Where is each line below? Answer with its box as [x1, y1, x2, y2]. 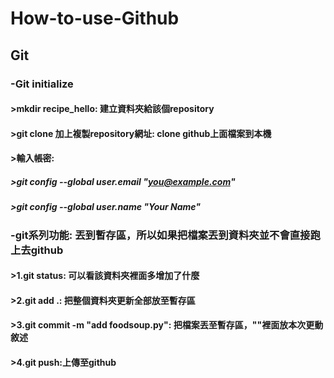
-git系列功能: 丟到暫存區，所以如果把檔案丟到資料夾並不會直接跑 [10, 228, 321, 242]
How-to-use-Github [10, 7, 180, 30]
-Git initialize [10, 77, 74, 91]
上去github [10, 243, 64, 257]
